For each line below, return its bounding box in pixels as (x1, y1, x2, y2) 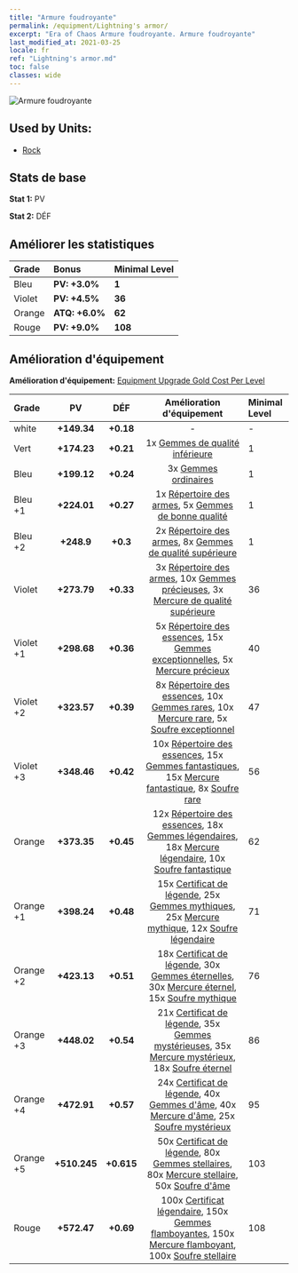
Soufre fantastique (153, 863, 232, 875)
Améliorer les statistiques (9, 236, 155, 251)
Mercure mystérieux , (149, 1051, 237, 1062)
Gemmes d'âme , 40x (149, 1099, 237, 1110)
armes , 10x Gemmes (149, 572, 237, 585)
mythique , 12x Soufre (147, 922, 239, 934)
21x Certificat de (157, 1006, 229, 1018)
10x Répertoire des (152, 738, 233, 750)
